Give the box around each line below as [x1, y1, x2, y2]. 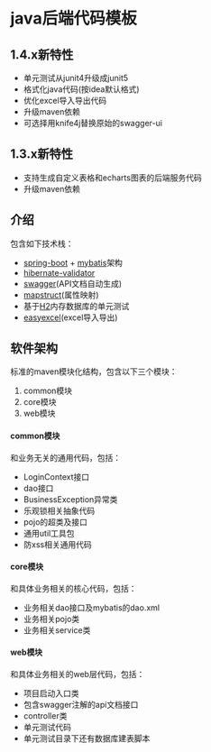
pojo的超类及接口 [23, 516, 88, 527]
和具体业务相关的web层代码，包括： [10, 669, 145, 680]
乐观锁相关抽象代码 [23, 505, 96, 516]
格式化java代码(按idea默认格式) [23, 84, 140, 95]
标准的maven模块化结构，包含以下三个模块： [10, 366, 178, 377]
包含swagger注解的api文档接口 [23, 700, 139, 711]
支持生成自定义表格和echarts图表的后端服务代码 [23, 172, 202, 183]
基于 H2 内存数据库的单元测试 [23, 300, 130, 311]
